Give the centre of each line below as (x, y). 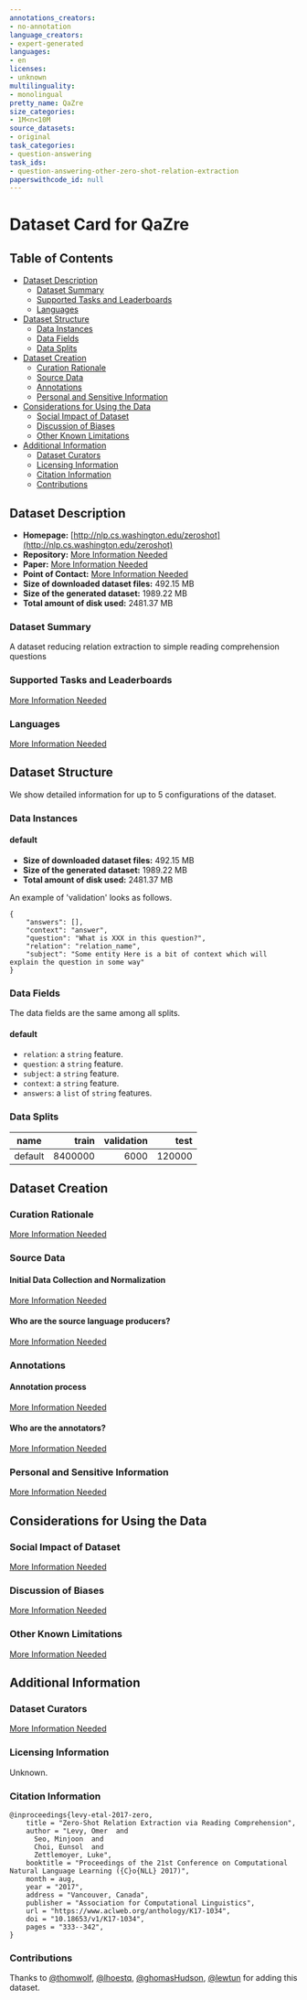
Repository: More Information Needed (95, 555)
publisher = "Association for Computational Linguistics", (141, 1903)
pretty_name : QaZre (47, 103)
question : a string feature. (73, 1064)
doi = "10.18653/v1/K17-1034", (85, 1919)
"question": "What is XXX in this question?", (116, 938)
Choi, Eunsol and (69, 1847)
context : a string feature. (71, 1084)
